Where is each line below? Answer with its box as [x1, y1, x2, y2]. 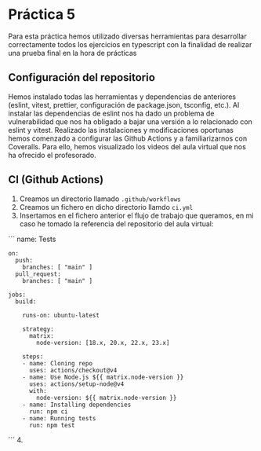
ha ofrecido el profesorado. [8, 150, 96, 159]
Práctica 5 [8, 5, 76, 24]
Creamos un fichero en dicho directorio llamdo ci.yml [19, 202, 194, 211]
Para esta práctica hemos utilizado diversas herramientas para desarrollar [8, 31, 247, 41]
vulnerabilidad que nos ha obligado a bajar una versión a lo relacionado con [8, 116, 252, 126]
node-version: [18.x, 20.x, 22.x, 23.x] [36, 339, 170, 346]
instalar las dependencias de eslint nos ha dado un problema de [8, 108, 215, 118]
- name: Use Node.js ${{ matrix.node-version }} [22, 373, 184, 381]
